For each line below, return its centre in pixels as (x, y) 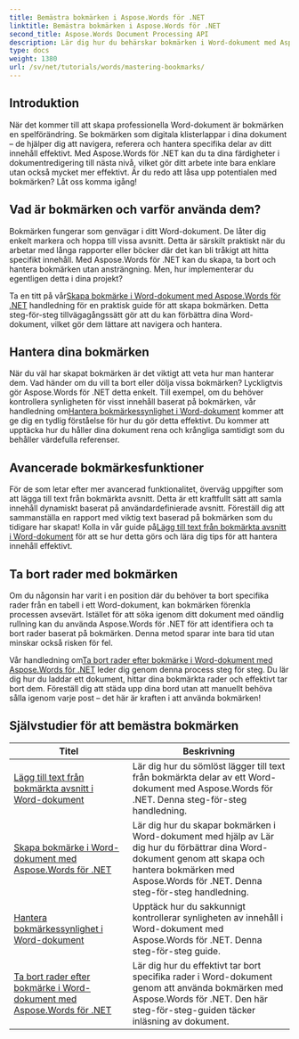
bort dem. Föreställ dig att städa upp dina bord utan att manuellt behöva (141, 688)
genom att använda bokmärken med (208, 987)
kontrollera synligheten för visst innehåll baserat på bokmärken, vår (133, 402)
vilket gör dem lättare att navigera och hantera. (136, 324)
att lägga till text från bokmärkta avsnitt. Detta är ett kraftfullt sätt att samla (145, 499)
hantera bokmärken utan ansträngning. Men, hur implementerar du (131, 269)
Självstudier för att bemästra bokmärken (124, 726)
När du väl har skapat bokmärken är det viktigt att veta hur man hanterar (141, 373)
